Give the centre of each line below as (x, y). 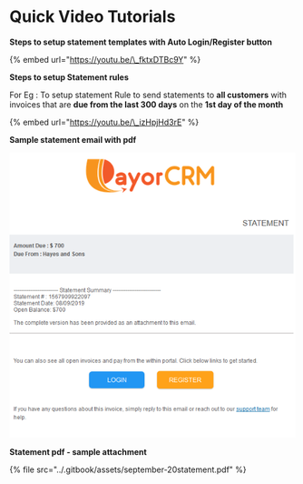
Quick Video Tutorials (93, 17)
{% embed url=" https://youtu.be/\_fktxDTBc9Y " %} (105, 59)
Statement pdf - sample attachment (78, 451)
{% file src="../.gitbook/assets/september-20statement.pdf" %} (128, 469)
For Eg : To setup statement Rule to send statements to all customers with (148, 95)
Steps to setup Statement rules (69, 77)
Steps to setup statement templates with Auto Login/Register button (141, 42)
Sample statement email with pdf (73, 139)
